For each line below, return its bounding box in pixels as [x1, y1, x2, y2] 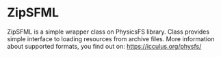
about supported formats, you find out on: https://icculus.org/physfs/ [7, 42, 202, 50]
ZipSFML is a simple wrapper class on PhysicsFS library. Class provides [7, 27, 210, 36]
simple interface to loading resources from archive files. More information [7, 34, 215, 43]
